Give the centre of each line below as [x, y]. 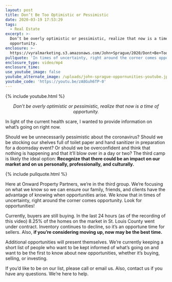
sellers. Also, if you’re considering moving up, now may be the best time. [84, 232]
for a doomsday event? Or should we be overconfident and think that [78, 148]
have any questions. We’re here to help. [47, 274]
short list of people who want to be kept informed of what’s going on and [82, 247]
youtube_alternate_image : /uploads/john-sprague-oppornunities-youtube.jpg [88, 77]
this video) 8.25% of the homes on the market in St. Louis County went [80, 221]
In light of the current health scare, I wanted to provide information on [79, 122]
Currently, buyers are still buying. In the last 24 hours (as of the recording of [85, 215]
